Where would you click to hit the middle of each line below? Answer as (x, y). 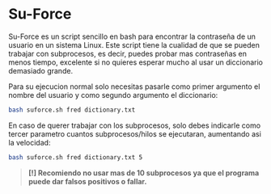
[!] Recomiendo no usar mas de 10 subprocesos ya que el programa (144, 173)
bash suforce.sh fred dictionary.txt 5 (76, 157)
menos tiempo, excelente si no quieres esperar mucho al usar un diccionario (135, 62)
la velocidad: (30, 142)
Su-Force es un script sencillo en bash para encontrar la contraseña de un (132, 36)
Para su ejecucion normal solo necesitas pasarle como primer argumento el (134, 86)
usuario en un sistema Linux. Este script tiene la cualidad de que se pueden (134, 44)
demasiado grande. (41, 70)
